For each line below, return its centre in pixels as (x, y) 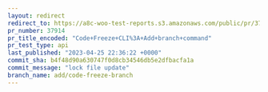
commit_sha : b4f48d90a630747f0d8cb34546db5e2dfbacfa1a (101, 61)
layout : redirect (36, 16)
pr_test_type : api (38, 46)
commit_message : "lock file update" (68, 68)
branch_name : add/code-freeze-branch (70, 75)
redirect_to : (29, 23)
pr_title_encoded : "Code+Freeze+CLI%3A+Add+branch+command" (110, 38)
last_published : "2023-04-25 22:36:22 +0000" (84, 53)
